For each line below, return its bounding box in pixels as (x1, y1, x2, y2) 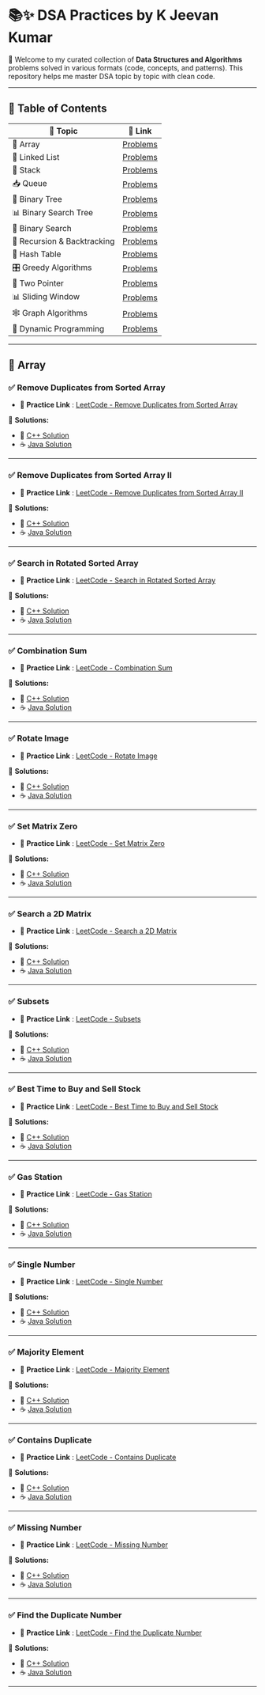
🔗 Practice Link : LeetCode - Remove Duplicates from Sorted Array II (19, 487, 244, 497)
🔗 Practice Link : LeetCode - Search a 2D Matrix (19, 927, 177, 936)
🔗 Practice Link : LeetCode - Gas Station (19, 1189, 152, 1199)
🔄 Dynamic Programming (12, 323, 105, 334)
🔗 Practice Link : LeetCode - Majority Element (19, 1364, 170, 1374)
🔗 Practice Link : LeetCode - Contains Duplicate (19, 1453, 177, 1462)
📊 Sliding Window (12, 290, 80, 301)
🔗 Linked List (12, 151, 60, 162)
